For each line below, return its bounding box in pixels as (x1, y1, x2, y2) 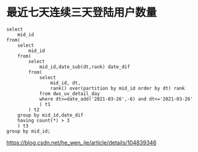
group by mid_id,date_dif (17, 112, 84, 118)
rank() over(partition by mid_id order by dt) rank (50, 85, 185, 91)
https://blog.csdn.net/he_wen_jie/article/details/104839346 (6, 139, 157, 146)
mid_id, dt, (50, 80, 81, 86)
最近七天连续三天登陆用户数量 (6, 6, 158, 20)
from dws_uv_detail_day (39, 90, 100, 97)
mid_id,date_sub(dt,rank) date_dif (39, 64, 131, 70)
